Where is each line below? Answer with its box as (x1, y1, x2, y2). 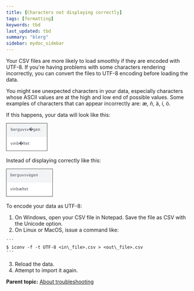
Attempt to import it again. (14, 267, 78, 273)
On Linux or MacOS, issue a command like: (14, 226, 119, 233)
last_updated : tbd (6, 28, 51, 34)
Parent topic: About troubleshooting (6, 278, 94, 285)
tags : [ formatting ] (6, 15, 54, 22)
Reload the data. (14, 260, 55, 267)
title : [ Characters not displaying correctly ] (6, 9, 122, 15)
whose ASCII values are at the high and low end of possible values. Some (6, 94, 184, 101)
